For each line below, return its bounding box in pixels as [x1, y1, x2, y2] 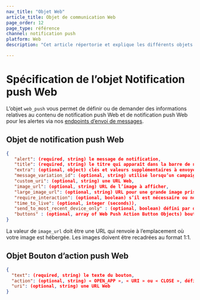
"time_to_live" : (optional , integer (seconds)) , [14, 200, 137, 206]
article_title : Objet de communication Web [6, 14, 116, 20]
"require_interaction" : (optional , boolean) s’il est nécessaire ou [14, 194, 187, 201]
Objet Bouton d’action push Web [6, 251, 129, 261]
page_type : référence [6, 25, 60, 31]
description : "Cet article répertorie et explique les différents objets [6, 42, 193, 48]
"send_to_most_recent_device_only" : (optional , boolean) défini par [14, 206, 190, 211]
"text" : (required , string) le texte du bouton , [11, 272, 135, 278]
